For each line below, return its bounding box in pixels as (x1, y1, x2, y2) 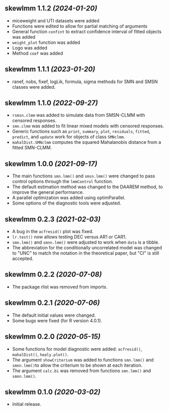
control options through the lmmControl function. (12, 178, 113, 185)
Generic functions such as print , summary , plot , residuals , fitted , (12, 129, 151, 135)
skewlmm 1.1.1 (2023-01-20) (5, 65, 95, 73)
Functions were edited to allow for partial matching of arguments (12, 23, 148, 29)
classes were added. (12, 84, 56, 90)
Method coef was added (12, 50, 63, 56)
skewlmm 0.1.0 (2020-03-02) (5, 388, 101, 396)
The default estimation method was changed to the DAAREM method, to (12, 184, 163, 190)
